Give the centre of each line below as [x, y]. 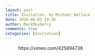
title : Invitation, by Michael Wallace [48, 15]
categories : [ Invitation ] [33, 34]
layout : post [19, 10]
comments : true [21, 29]
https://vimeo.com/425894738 [51, 48]
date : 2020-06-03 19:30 [31, 19]
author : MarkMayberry [28, 24]
